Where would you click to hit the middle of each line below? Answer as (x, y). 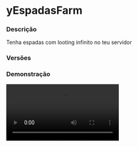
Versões (19, 58)
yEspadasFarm (44, 11)
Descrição (22, 30)
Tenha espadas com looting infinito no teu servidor (69, 42)
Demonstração (28, 74)
